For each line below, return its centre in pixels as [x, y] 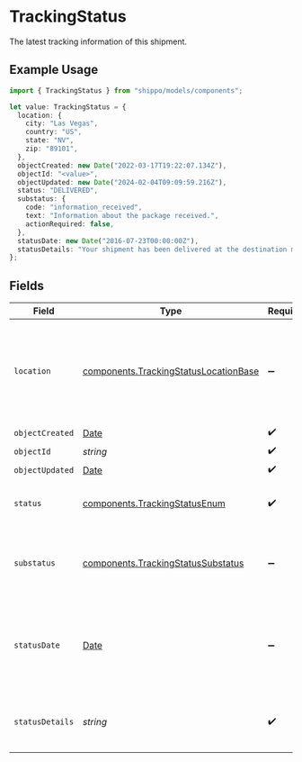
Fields [27, 286]
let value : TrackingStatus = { [68, 107]
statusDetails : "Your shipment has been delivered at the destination [152, 249]
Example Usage [54, 70]
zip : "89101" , [52, 149]
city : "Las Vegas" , [62, 123]
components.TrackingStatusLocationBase [171, 371]
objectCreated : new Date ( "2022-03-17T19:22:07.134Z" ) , [122, 165]
